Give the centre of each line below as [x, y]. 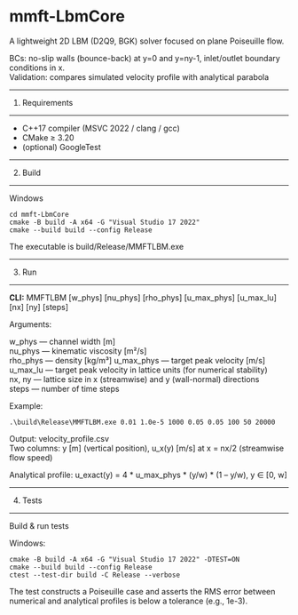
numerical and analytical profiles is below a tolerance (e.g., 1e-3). [129, 601]
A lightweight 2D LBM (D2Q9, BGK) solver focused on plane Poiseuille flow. [147, 41]
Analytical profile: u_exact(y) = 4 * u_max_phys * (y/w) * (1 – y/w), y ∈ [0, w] [149, 475]
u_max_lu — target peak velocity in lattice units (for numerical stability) [138, 370]
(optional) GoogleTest [61, 147]
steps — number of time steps [64, 388]
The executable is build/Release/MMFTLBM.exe [97, 246]
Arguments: [31, 324]
